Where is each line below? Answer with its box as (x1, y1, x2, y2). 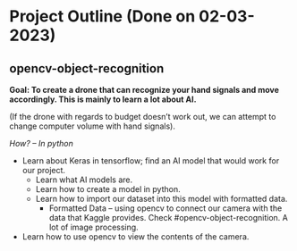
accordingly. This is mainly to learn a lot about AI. (9, 94, 197, 105)
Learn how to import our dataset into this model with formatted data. (35, 194, 288, 204)
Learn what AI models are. (35, 174, 133, 185)
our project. (21, 165, 65, 175)
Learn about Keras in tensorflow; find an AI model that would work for (21, 155, 280, 166)
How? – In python (9, 138, 73, 148)
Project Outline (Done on (9, 6, 196, 27)
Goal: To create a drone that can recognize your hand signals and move (9, 85, 280, 95)
